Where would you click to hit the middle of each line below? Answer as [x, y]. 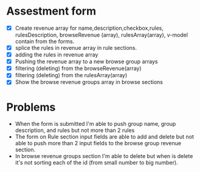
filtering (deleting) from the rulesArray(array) [71, 75]
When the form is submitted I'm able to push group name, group [95, 124]
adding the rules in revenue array [57, 55]
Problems [31, 107]
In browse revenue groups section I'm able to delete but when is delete [104, 156]
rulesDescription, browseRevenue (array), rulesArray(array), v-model [102, 35]
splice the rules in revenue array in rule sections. [76, 48]
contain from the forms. [45, 41]
